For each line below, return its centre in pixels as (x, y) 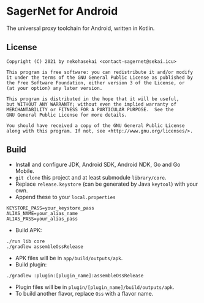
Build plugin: (31, 265)
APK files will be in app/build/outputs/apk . (69, 258)
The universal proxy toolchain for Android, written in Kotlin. (81, 28)
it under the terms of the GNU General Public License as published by (100, 78)
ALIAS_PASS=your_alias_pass (42, 219)
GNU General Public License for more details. (67, 115)
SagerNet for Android (62, 11)
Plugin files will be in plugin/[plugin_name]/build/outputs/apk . (95, 287)
